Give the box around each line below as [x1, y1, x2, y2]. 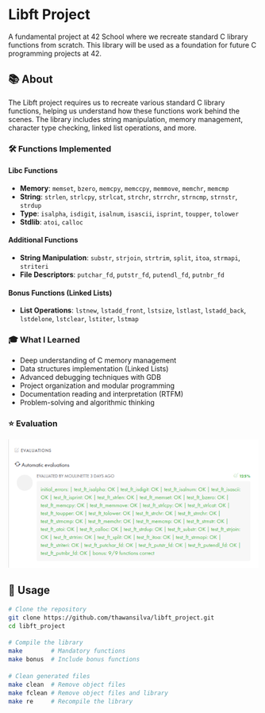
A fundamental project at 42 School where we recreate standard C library [8, 32, 248, 41]
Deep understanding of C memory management [19, 355, 177, 365]
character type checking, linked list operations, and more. [8, 123, 197, 132]
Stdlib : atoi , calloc [19, 217, 83, 227]
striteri [19, 263, 49, 271]
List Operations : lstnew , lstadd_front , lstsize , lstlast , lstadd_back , [19, 305, 247, 315]
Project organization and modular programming [19, 381, 175, 390]
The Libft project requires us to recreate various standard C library [8, 98, 225, 107]
